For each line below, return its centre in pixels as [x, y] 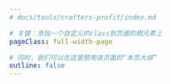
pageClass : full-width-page [61, 42]
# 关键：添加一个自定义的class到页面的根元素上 [86, 33]
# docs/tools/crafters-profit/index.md [83, 17]
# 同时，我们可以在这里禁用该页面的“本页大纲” [83, 57]
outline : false [37, 66]
